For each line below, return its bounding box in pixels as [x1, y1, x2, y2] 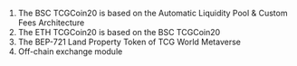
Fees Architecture [17, 17, 85, 28]
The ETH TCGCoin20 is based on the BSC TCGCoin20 [17, 27, 221, 37]
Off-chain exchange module [17, 46, 123, 57]
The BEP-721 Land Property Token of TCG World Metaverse [17, 36, 242, 47]
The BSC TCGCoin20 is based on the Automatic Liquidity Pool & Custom [17, 8, 288, 18]
